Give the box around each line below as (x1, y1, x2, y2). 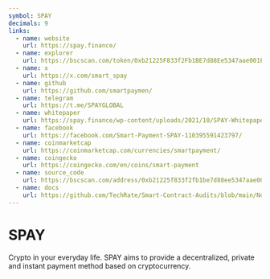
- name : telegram (15, 94, 74, 102)
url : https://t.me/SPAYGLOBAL (22, 101, 125, 109)
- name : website (15, 34, 70, 43)
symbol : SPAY (8, 11, 52, 20)
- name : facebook (15, 124, 74, 132)
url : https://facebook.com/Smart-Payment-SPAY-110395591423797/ (22, 131, 243, 139)
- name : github (15, 79, 67, 87)
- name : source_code (15, 169, 84, 177)
